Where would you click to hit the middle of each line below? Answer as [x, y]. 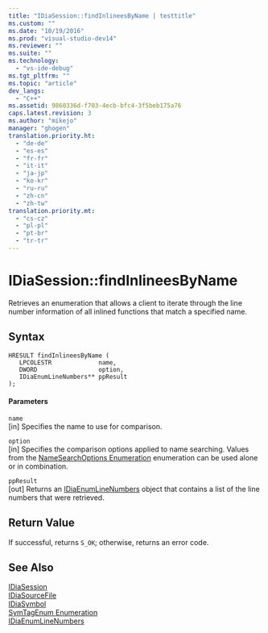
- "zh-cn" [32, 196]
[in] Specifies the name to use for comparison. [85, 426]
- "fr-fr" [32, 158]
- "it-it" [32, 166]
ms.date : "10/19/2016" [46, 31]
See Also [31, 568]
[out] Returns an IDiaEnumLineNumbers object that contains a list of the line [134, 489]
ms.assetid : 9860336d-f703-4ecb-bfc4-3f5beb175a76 [95, 106]
